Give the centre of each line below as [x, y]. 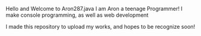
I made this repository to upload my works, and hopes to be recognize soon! [101, 27]
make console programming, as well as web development [77, 15]
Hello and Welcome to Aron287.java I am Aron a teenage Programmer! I [94, 9]
